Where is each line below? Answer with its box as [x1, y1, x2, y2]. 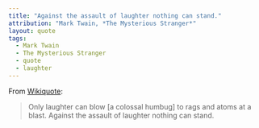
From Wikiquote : [8, 86, 63, 96]
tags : [8, 34, 27, 43]
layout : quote [8, 27, 56, 35]
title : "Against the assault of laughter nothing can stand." [8, 11, 222, 20]
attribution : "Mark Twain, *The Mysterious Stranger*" [8, 19, 197, 27]
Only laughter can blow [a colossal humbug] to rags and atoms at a [27, 101, 252, 111]
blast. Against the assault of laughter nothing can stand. [27, 110, 215, 120]
